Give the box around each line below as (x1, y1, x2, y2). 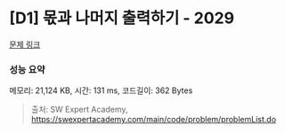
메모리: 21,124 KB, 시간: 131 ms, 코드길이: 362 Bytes (9, 85, 193, 96)
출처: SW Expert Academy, (30, 104, 128, 115)
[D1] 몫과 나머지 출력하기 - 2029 (9, 8, 234, 28)
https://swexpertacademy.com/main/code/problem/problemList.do (30, 114, 277, 125)
